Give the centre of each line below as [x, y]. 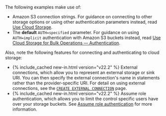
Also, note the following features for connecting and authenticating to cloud [82, 52]
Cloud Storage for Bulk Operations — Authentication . [66, 43]
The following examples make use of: [43, 7]
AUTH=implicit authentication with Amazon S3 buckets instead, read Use [86, 38]
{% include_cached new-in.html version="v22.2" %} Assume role [79, 94]
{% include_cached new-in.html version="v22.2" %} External [75, 67]
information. [25, 109]
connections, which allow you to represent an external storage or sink [83, 73]
